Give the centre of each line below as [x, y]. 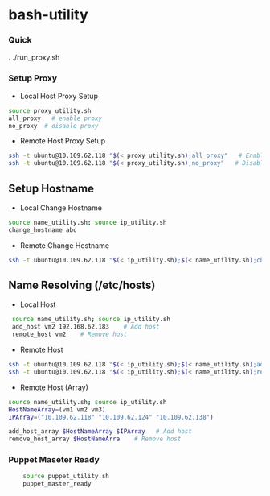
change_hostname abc [43, 230]
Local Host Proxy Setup [59, 96]
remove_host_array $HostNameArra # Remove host [95, 439]
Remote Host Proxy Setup [63, 141]
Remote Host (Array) [54, 387]
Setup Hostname [51, 188]
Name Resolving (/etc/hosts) [82, 285]
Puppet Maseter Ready [54, 460]
